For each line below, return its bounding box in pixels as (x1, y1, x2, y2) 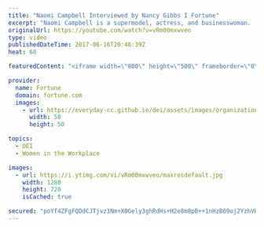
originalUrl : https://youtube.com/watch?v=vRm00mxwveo (8, 26, 192, 34)
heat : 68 (8, 48, 37, 56)
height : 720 (22, 186, 61, 194)
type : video (8, 33, 47, 42)
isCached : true (22, 193, 72, 201)
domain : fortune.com (15, 91, 82, 99)
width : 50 (28, 113, 61, 121)
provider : (8, 76, 41, 84)
